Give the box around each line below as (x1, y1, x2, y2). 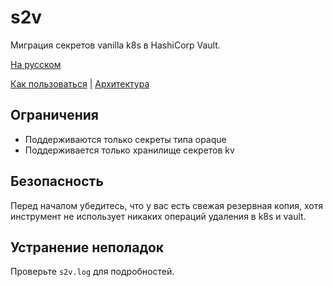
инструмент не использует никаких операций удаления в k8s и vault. (10, 210, 307, 222)
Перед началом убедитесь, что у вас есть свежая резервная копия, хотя (10, 199, 324, 211)
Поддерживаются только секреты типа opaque (24, 133, 227, 145)
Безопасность (10, 173, 104, 190)
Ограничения (10, 107, 99, 124)
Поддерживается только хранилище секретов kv (24, 144, 235, 156)
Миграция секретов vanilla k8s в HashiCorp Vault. (10, 39, 221, 51)
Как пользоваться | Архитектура (10, 77, 150, 90)
